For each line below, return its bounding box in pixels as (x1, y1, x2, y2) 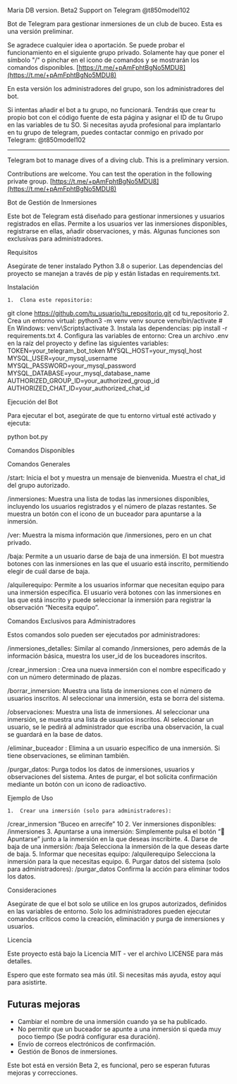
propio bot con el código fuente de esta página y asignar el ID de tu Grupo (7, 113, 224, 121)
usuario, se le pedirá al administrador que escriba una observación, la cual (7, 723, 224, 731)
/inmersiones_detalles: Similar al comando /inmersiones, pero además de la (7, 644, 227, 652)
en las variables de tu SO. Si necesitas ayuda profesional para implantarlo (7, 121, 221, 129)
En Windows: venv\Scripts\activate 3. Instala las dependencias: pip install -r (7, 324, 228, 332)
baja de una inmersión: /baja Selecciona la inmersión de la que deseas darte (7, 843, 229, 850)
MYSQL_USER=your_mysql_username (7, 354, 118, 362)
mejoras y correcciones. (7, 1068, 78, 1077)
